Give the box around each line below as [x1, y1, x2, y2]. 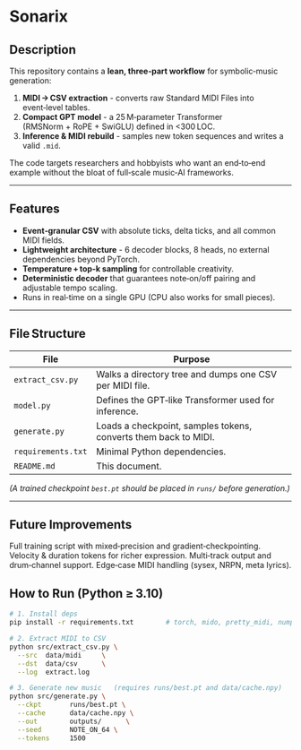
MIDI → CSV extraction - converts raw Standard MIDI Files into [21, 92, 254, 103]
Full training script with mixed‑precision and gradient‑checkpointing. [9, 540, 262, 552]
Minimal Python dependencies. [95, 445, 227, 458]
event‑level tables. [21, 102, 90, 113]
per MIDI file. [95, 379, 150, 392]
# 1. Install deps [9, 609, 78, 619]
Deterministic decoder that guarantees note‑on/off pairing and [21, 272, 256, 283]
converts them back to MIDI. [95, 430, 215, 443]
